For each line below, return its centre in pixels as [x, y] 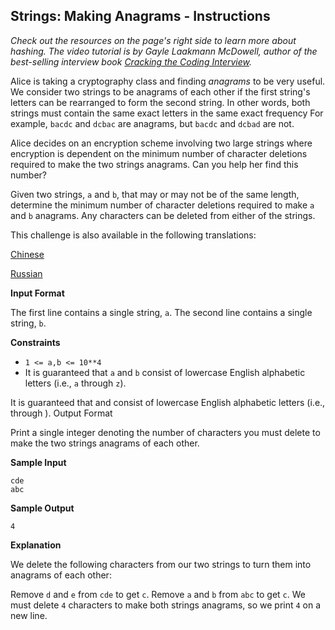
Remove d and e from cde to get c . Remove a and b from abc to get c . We [158, 594]
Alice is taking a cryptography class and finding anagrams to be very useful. [168, 81]
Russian [26, 273]
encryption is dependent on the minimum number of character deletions [159, 153]
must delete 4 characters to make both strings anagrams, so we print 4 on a [166, 605]
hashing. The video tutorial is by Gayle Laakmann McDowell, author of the [164, 51]
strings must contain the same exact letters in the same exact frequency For [167, 113]
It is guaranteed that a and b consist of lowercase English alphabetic [165, 372]
